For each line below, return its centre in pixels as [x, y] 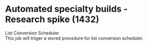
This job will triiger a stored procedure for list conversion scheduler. [74, 38]
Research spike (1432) [52, 19]
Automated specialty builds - [67, 9]
